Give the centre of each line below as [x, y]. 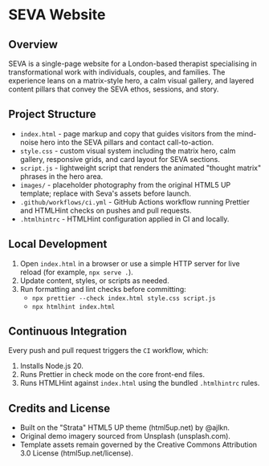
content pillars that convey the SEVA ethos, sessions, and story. [114, 89]
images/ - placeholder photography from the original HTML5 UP [125, 184]
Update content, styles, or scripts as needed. [95, 280]
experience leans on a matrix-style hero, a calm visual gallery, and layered [131, 81]
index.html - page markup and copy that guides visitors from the [127, 133]
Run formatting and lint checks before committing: [103, 289]
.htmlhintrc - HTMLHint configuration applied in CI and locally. [124, 219]
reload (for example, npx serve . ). [77, 272]
